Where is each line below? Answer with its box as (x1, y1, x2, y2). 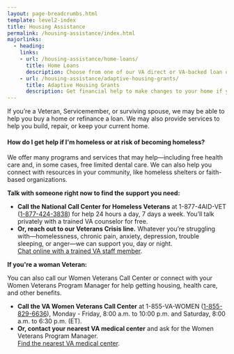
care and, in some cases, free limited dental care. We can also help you (7, 161, 212, 169)
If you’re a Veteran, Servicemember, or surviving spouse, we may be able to (7, 107, 225, 116)
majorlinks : (7, 36, 42, 43)
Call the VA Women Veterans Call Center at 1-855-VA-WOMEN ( (17, 302, 204, 311)
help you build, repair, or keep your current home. (7, 122, 150, 130)
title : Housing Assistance (7, 23, 86, 30)
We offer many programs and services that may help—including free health (7, 153, 223, 162)
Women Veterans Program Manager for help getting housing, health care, (7, 282, 218, 290)
